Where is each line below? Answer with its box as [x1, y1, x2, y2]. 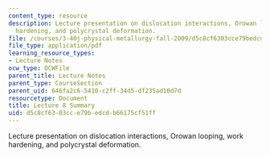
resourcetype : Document [8, 94, 88, 102]
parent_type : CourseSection [8, 79, 103, 87]
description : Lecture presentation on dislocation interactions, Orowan [8, 19, 257, 27]
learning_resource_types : [8, 49, 95, 57]
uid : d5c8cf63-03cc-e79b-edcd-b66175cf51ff [8, 109, 157, 118]
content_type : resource [8, 11, 88, 20]
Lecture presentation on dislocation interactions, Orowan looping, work [8, 131, 243, 141]
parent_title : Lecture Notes [8, 72, 106, 80]
